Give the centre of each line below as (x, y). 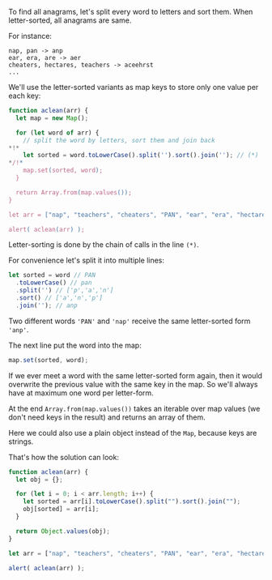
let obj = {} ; (39, 480)
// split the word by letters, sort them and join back (119, 140)
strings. (21, 441)
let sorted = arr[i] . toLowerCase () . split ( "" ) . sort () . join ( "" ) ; (132, 501)
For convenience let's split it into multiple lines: (86, 260)
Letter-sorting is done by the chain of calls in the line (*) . (104, 245)
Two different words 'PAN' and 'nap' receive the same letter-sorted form (130, 321)
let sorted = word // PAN (52, 275)
